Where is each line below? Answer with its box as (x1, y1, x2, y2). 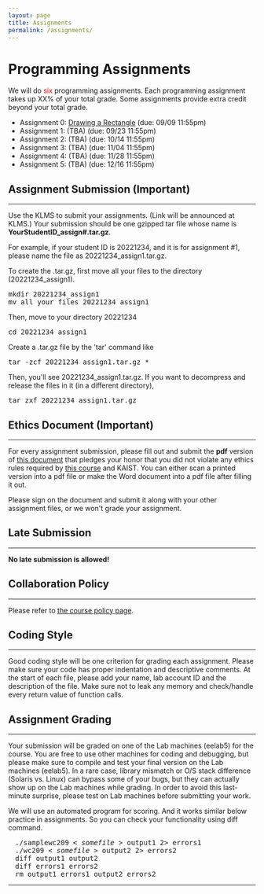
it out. (8, 480, 27, 489)
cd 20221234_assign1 (8, 328, 88, 337)
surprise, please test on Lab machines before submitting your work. (31, 791, 251, 800)
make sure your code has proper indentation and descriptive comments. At (8, 665, 251, 675)
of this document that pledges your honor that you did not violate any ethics (8, 454, 254, 464)
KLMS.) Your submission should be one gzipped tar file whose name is (8, 219, 237, 229)
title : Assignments (8, 19, 72, 27)
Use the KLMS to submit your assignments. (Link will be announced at (8, 211, 235, 220)
